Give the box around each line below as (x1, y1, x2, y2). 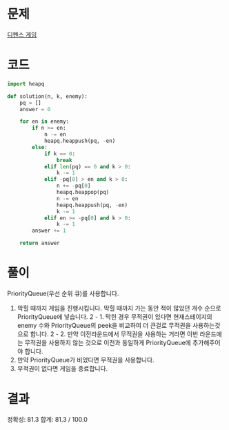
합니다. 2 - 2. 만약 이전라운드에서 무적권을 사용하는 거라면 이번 (30, 329, 199, 338)
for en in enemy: (19, 118, 70, 125)
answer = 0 (19, 106, 51, 113)
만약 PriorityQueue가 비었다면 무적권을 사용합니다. (17, 355, 155, 364)
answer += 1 (32, 227, 67, 235)
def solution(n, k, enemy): (7, 92, 88, 100)
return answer (19, 240, 60, 247)
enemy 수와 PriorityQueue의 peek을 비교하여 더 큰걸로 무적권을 (17, 321, 191, 329)
